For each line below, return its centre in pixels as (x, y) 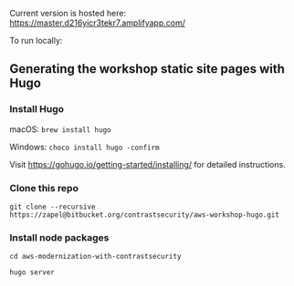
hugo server (32, 272)
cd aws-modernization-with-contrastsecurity (95, 257)
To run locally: (36, 41)
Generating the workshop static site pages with (147, 69)
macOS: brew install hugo (60, 129)
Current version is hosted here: (68, 13)
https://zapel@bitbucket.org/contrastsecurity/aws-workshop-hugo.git (145, 214)
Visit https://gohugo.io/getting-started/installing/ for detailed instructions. (147, 164)
